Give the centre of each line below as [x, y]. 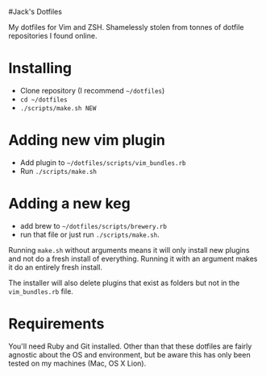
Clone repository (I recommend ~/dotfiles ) [92, 90]
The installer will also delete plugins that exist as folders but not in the [124, 283]
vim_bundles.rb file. [41, 291]
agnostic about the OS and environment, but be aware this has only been [130, 354]
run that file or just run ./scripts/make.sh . [89, 234]
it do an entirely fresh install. [56, 267]
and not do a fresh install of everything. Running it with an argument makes [133, 258]
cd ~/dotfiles [44, 100]
